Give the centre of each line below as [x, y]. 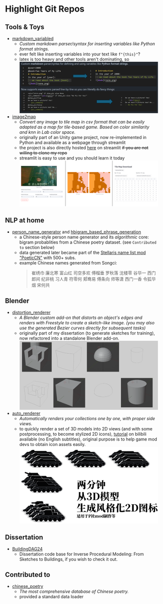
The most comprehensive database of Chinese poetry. [74, 591]
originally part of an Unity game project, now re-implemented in [83, 137]
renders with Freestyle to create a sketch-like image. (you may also [87, 323]
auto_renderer [26, 413]
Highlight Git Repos [45, 9]
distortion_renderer [31, 313]
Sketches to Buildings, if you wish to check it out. [68, 559]
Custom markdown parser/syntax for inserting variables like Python [87, 44]
